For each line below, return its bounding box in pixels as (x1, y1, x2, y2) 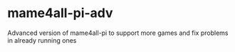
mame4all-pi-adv (7, 5, 113, 21)
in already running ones (7, 36, 77, 44)
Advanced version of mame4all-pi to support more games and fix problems (7, 28, 229, 37)
